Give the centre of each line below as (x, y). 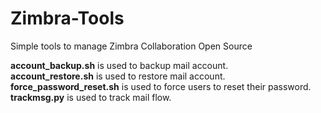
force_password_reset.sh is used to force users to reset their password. (161, 86)
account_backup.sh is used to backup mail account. (119, 65)
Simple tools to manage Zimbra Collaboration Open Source (131, 46)
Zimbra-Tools (67, 18)
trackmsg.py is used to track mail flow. (91, 97)
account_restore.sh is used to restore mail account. (118, 76)
